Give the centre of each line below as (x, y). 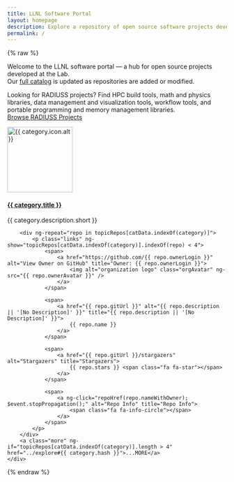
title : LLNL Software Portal (49, 14)
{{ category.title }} (34, 205)
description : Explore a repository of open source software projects (110, 27)
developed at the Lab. (38, 74)
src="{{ (18, 276)
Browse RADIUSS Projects (45, 117)
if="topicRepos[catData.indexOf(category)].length (82, 447)
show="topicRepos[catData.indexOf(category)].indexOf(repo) (96, 245)
